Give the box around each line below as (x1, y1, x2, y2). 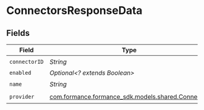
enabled (9, 69, 32, 76)
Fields (6, 28, 30, 38)
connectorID (9, 58, 44, 65)
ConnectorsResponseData (6, 4, 143, 18)
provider (9, 93, 35, 100)
